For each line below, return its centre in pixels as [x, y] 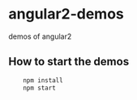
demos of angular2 [40, 36]
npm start [40, 88]
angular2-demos [66, 14]
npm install [43, 80]
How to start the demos [69, 62]
